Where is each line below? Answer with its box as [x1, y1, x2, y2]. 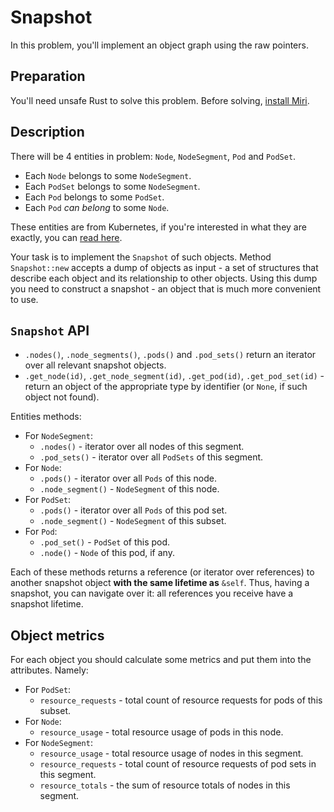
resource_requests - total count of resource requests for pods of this [39, 694, 323, 706]
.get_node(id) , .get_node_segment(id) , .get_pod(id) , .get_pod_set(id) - [24, 370, 325, 382]
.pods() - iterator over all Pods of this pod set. [39, 504, 228, 516]
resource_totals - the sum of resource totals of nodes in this [39, 779, 291, 791]
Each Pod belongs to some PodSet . [24, 191, 165, 203]
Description [10, 124, 85, 141]
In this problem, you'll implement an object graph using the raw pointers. [10, 39, 309, 51]
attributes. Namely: [10, 664, 89, 676]
